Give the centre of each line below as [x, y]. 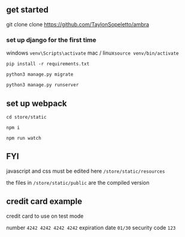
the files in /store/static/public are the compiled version [78, 182]
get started [28, 10]
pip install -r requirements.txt [48, 64]
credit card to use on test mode [45, 216]
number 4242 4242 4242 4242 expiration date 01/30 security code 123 [91, 227]
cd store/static [26, 117]
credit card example [44, 201]
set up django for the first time [51, 40]
